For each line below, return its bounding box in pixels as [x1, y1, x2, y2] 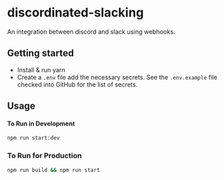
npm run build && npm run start [7, 166, 100, 173]
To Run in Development [7, 119, 75, 128]
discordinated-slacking [7, 5, 144, 21]
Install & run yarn [17, 65, 65, 74]
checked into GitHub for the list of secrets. [17, 80, 138, 89]
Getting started [7, 47, 74, 59]
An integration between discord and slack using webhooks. [7, 27, 176, 36]
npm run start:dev [7, 135, 60, 142]
